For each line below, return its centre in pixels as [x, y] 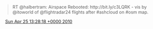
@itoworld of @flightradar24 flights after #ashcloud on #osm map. [80, 12]
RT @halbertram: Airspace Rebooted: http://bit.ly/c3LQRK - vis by [79, 7]
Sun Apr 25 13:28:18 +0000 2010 [38, 22]
